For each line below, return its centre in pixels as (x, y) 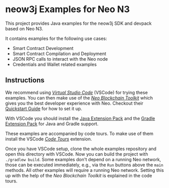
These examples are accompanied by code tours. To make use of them (79, 133)
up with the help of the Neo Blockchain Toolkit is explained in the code (79, 175)
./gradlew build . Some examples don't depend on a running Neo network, (83, 159)
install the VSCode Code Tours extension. (49, 139)
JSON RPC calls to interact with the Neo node (60, 59)
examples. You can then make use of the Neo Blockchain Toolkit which (79, 98)
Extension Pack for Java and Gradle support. (52, 124)
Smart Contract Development (43, 48)
